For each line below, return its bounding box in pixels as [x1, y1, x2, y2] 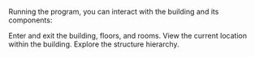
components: [8, 15, 53, 25]
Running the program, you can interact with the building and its [8, 7, 219, 16]
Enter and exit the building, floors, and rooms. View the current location [8, 31, 248, 40]
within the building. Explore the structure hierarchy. [8, 39, 180, 49]
